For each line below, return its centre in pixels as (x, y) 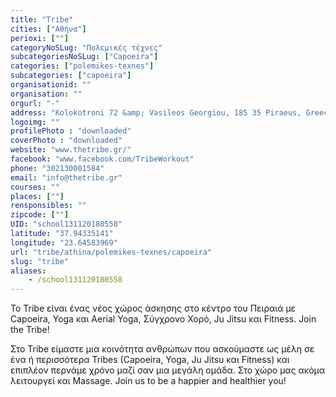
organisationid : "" (51, 85)
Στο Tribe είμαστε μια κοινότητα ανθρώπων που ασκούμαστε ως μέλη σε (162, 349)
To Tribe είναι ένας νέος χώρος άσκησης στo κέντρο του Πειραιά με (153, 308)
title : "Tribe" (42, 19)
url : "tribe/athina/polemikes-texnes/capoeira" (111, 252)
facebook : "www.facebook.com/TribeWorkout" (102, 159)
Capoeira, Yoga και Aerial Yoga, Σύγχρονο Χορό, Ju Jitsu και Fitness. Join (163, 319)
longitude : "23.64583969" (64, 242)
